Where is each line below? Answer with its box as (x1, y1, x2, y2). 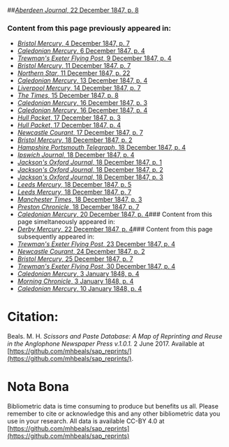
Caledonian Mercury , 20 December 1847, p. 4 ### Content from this (17, 210, 213, 219)
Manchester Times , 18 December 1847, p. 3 (17, 195, 142, 204)
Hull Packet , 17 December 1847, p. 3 (17, 113, 121, 122)
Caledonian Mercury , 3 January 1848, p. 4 (17, 269, 140, 278)
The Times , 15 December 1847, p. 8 (17, 91, 119, 100)
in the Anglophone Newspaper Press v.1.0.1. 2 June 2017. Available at (7, 339, 205, 348)
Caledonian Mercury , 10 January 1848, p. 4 (17, 285, 142, 293)
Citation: (7, 309, 59, 325)
